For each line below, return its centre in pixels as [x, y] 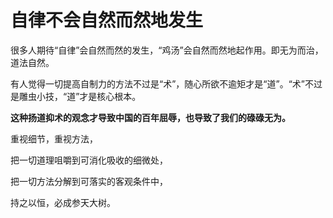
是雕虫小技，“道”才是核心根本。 [76, 96]
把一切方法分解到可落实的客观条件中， [89, 181]
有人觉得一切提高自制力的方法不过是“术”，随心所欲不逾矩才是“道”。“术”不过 [166, 83]
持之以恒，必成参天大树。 [63, 202]
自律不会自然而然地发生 [107, 20]
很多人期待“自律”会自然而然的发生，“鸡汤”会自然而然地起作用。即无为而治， [167, 50]
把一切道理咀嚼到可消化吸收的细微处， [89, 160]
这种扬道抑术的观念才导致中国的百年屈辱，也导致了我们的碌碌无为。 [150, 117]
